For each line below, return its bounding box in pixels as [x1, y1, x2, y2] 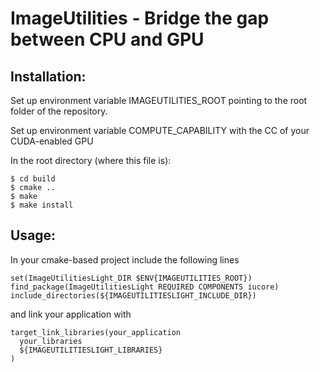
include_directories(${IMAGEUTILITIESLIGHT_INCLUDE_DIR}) [10, 290, 257, 301]
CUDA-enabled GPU [10, 135, 94, 147]
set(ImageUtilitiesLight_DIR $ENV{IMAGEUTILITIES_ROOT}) [10, 273, 253, 283]
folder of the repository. [10, 105, 108, 117]
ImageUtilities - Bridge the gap [10, 7, 270, 30]
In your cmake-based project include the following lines [10, 253, 240, 266]
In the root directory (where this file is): [10, 155, 172, 166]
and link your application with [10, 308, 132, 320]
